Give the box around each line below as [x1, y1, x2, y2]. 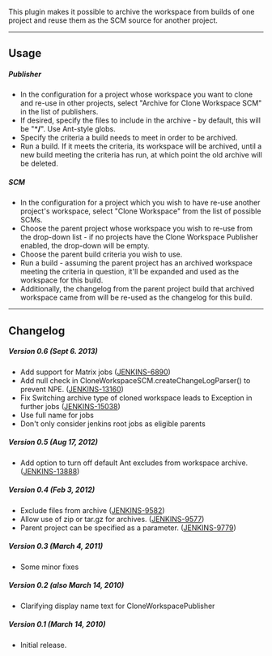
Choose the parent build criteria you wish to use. [19, 249, 183, 259]
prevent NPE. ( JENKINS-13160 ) [19, 384, 124, 394]
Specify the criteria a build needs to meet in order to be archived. [19, 133, 238, 143]
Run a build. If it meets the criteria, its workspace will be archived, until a [19, 141, 262, 151]
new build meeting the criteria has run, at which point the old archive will [19, 150, 263, 160]
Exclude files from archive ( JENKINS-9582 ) [19, 505, 165, 515]
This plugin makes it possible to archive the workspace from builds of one [8, 7, 255, 16]
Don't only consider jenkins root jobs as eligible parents [19, 418, 206, 429]
